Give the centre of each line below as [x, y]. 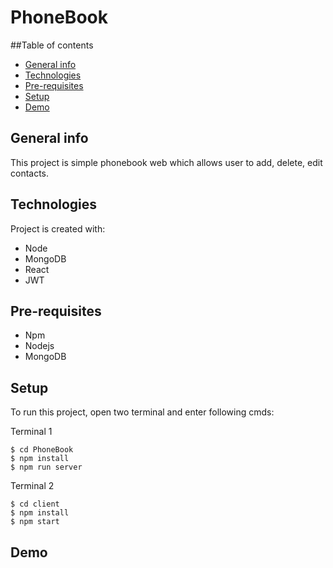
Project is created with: [58, 228]
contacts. [30, 173]
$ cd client [35, 504]
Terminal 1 [31, 432]
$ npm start [35, 522]
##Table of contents [52, 45]
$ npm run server [46, 467]
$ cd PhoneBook [42, 450]
